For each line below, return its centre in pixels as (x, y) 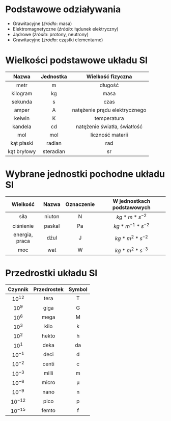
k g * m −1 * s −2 (132, 226)
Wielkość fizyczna (109, 76)
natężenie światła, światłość (109, 126)
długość (109, 85)
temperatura (109, 118)
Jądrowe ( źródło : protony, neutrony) (51, 34)
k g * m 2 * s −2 (132, 238)
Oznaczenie (80, 204)
